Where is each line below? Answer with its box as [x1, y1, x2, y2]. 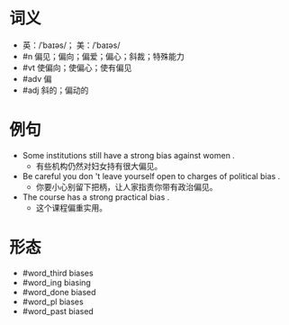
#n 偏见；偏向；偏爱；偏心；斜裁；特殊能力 [22, 50, 185, 61]
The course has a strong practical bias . [22, 191, 170, 203]
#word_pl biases [22, 296, 84, 307]
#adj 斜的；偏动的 [22, 85, 89, 95]
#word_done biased [22, 286, 96, 297]
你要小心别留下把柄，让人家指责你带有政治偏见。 [35, 181, 218, 192]
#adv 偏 [22, 73, 52, 84]
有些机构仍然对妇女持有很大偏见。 [35, 160, 163, 171]
